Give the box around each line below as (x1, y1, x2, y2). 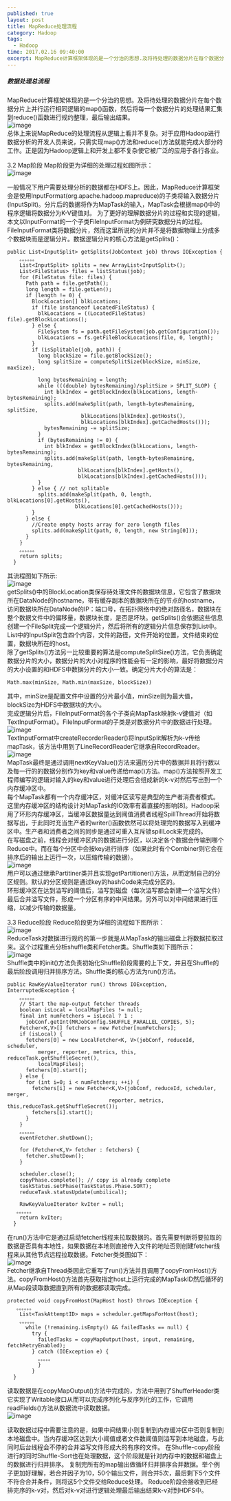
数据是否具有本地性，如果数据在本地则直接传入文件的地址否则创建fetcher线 (7, 1242, 221, 1250)
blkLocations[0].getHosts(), (7, 497, 91, 504)
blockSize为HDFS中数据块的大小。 (7, 701, 105, 709)
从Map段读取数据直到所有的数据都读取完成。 (7, 1283, 135, 1291)
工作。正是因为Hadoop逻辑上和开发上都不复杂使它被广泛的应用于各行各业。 (7, 146, 223, 154)
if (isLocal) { (19, 1030, 63, 1038)
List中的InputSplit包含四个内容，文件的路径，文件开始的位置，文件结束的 (7, 630, 213, 638)
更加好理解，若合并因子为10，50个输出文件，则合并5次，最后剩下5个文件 (12, 1469, 221, 1477)
